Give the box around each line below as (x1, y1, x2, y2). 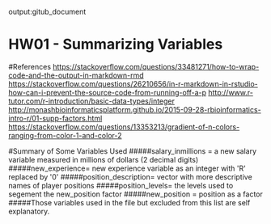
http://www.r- (208, 87, 253, 97)
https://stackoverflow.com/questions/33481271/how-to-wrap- (52, 61, 260, 71)
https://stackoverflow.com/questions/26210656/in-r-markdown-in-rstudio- (8, 78, 259, 88)
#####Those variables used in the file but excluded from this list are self (8, 197, 251, 207)
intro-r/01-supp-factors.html (8, 113, 103, 123)
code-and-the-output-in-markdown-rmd (8, 70, 144, 80)
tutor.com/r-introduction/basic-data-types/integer (8, 96, 176, 106)
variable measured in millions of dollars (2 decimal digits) (8, 154, 199, 164)
